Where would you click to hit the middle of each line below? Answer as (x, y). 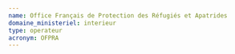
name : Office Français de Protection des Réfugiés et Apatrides (118, 15)
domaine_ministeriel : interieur (62, 23)
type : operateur (35, 30)
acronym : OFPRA (34, 38)
